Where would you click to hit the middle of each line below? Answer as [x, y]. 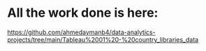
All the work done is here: [83, 13]
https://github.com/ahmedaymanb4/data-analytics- [81, 32]
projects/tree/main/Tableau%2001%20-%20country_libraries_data [103, 39]
